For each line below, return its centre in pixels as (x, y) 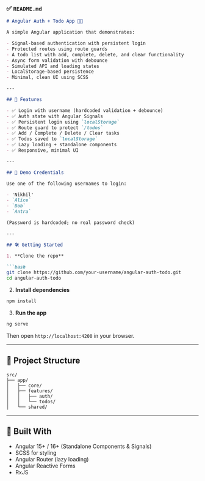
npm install (21, 301)
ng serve (17, 324)
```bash (16, 267)
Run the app (31, 313)
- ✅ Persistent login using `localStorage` (63, 122)
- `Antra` (19, 212)
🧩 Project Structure (43, 361)
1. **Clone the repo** (35, 256)
